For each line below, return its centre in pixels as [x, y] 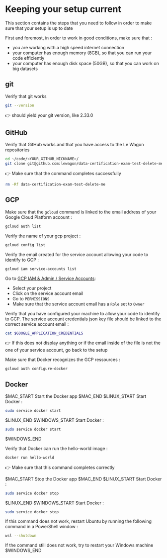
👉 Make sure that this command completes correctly [60, 467]
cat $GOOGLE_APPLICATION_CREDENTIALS [44, 333]
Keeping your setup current [63, 9]
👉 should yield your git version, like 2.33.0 [49, 115]
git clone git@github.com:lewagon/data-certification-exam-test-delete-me [84, 164]
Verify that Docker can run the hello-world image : [56, 448]
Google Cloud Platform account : [39, 217]
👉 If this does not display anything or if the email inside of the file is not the [83, 343]
